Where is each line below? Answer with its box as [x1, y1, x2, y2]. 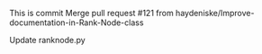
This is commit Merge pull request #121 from [9, 8, 174, 18]
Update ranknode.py [9, 35, 86, 45]
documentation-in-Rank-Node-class [9, 17, 144, 28]
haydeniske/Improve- [175, 8, 255, 18]
